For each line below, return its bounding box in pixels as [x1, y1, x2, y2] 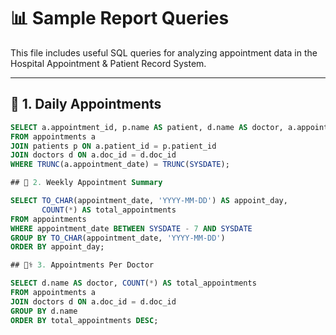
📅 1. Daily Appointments [10, 96, 162, 113]
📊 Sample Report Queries [10, 7, 230, 30]
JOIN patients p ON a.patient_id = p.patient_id [10, 141, 217, 151]
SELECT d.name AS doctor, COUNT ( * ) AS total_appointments [10, 278, 257, 289]
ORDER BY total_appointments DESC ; [10, 315, 159, 325]
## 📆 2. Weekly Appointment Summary [10, 178, 163, 188]
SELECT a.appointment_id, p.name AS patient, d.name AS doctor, [10, 122, 284, 132]
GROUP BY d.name [10, 306, 78, 316]
